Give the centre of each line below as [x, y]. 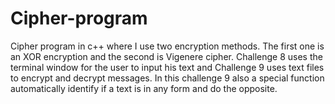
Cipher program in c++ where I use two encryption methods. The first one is [167, 46]
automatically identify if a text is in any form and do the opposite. [144, 88]
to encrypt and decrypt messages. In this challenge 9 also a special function [167, 78]
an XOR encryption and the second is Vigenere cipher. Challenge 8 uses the [166, 56]
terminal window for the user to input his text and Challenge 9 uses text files [167, 67]
